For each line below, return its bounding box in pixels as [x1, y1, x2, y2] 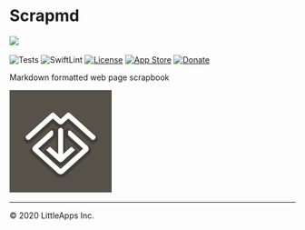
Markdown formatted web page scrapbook [9, 72, 170, 83]
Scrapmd [9, 5, 80, 26]
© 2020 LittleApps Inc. [9, 210, 95, 221]
